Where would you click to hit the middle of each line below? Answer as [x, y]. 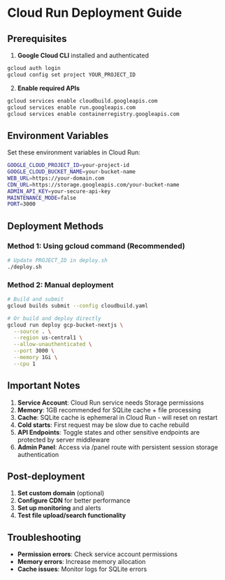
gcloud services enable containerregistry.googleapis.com [93, 114]
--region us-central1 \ [48, 338]
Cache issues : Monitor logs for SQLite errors [82, 569]
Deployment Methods [55, 226]
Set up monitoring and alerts [59, 508]
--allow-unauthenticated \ [53, 345]
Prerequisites [37, 39]
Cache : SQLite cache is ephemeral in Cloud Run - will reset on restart [117, 417]
